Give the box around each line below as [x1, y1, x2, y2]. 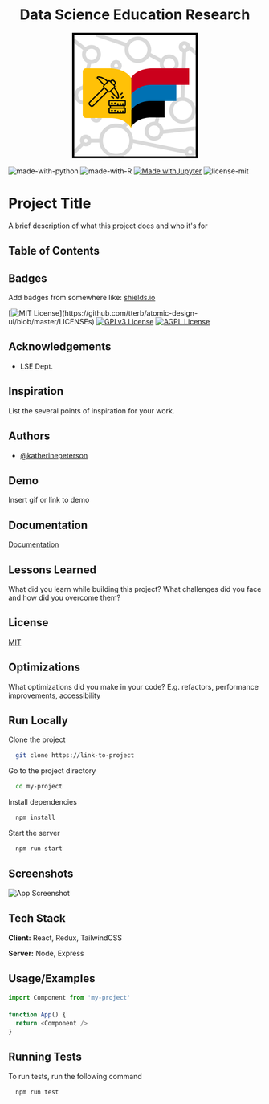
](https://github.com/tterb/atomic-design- [59, 308, 198, 318]
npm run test [15, 1088, 59, 1096]
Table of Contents [8, 244, 100, 258]
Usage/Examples [8, 972, 96, 985]
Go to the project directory [8, 766, 96, 776]
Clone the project [8, 735, 66, 744]
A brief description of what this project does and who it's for [8, 221, 208, 230]
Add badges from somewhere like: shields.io [8, 293, 156, 303]
